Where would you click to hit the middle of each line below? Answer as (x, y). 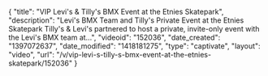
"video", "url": (32, 55)
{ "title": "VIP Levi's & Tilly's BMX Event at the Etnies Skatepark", (116, 12)
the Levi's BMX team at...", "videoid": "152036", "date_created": (115, 37)
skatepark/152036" (41, 63)
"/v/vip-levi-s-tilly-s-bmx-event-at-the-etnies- (134, 55)
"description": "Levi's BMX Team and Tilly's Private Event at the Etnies (126, 20)
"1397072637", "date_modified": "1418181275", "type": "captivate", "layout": (135, 46)
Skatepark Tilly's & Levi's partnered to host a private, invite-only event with (134, 29)
